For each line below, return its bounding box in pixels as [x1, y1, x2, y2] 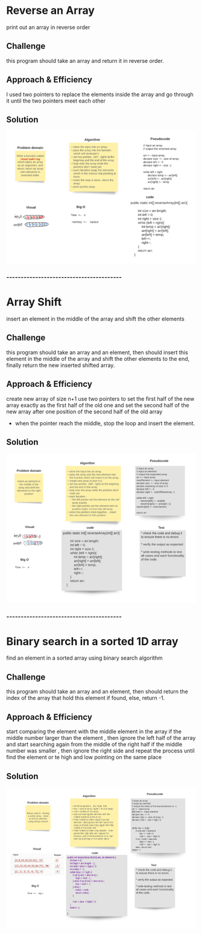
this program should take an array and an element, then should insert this [6, 348, 188, 356]
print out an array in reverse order [6, 24, 90, 31]
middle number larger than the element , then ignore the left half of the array [6, 734, 196, 742]
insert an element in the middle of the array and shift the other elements [6, 315, 185, 322]
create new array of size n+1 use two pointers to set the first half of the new [6, 395, 195, 402]
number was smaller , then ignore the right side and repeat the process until [6, 747, 195, 754]
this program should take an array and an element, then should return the [6, 688, 188, 695]
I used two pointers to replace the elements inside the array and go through [6, 91, 194, 98]
